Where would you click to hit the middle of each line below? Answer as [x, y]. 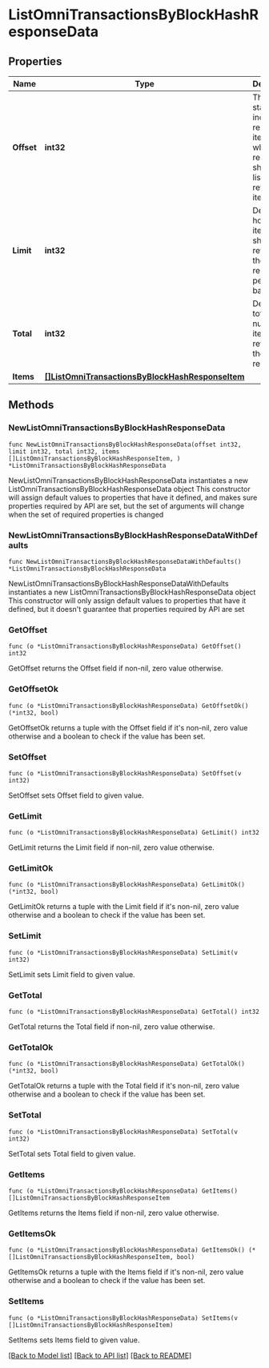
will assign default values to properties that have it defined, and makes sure [133, 497]
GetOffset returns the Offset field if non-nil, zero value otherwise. [116, 668]
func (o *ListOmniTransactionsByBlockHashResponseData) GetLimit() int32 [134, 833]
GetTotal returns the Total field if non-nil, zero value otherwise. [112, 1027]
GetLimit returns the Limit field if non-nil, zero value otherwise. [111, 847]
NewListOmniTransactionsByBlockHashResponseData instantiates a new [128, 480]
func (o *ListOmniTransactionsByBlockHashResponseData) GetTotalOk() [127, 1064]
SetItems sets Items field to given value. [74, 1340]
